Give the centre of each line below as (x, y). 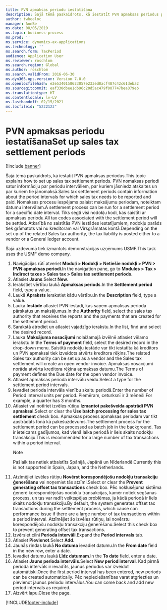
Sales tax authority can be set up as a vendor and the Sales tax (77, 358)
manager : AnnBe (21, 24)
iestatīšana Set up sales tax (62, 142)
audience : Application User (35, 56)
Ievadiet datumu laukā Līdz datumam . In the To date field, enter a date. (85, 556)
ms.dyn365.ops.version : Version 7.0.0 (46, 79)
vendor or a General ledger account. (43, 239)
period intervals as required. (42, 587)
